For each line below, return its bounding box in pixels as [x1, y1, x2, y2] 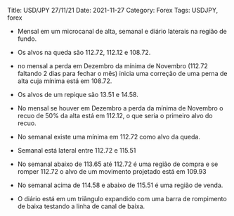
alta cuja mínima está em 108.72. [17, 77, 112, 85]
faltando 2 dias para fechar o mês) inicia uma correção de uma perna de [17, 70, 228, 77]
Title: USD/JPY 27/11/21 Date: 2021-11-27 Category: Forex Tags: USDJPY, [7, 6, 219, 14]
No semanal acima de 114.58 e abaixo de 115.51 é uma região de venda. [17, 181, 223, 189]
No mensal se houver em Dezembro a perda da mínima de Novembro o [17, 104, 223, 112]
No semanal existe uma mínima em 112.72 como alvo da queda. [17, 133, 200, 141]
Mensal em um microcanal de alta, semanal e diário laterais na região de [17, 27, 227, 35]
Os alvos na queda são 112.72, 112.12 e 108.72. [17, 49, 151, 56]
